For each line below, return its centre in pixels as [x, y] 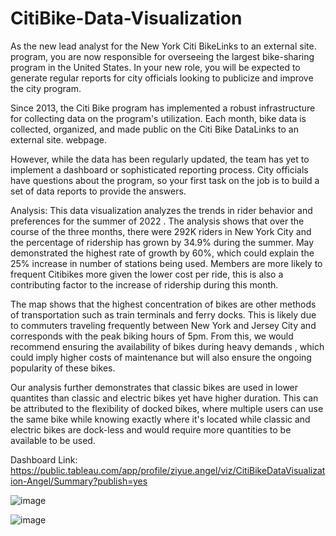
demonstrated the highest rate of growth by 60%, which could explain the [162, 253]
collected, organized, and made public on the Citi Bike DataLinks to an [154, 129]
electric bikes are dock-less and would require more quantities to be [151, 429]
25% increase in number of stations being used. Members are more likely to [166, 263]
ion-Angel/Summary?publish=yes [79, 481]
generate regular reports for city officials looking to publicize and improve [162, 78]
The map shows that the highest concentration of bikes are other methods [163, 304]
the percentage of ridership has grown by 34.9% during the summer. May [162, 242]
